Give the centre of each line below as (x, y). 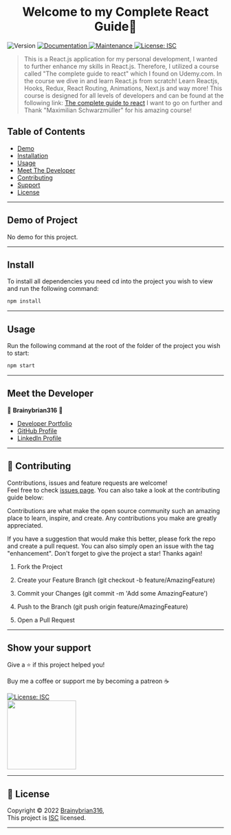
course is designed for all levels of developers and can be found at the (124, 95)
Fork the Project (40, 566)
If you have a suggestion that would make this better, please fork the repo (111, 539)
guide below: (25, 497)
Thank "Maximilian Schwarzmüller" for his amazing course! (108, 110)
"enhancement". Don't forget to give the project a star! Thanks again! (105, 553)
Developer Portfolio (44, 423)
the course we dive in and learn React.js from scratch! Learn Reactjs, (122, 80)
